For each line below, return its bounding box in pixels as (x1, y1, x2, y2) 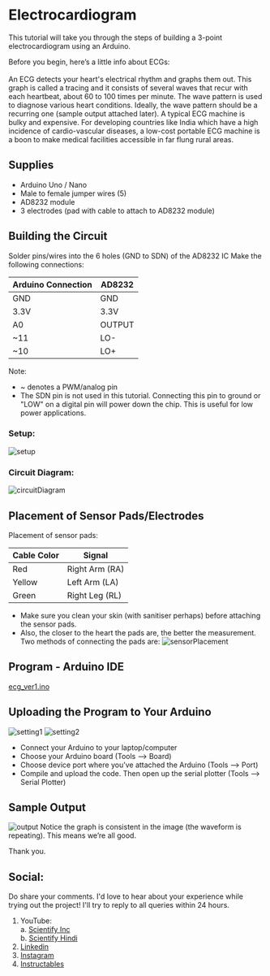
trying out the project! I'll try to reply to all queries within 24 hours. (8, 900, 229, 910)
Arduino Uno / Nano (19, 180, 88, 189)
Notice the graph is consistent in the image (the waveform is (40, 822, 242, 832)
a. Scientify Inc (19, 925, 71, 935)
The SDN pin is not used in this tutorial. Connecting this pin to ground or (19, 390, 261, 400)
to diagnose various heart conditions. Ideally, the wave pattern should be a (8, 100, 258, 110)
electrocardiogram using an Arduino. (8, 41, 131, 50)
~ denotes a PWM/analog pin (19, 382, 118, 392)
